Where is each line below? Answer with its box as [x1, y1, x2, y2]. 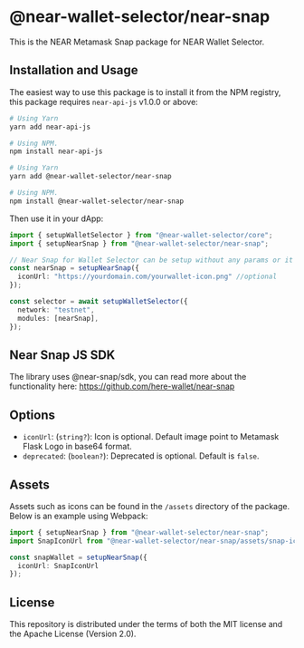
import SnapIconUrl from [9, 537, 103, 546]
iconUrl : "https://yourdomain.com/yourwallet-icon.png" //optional [17, 272, 278, 282]
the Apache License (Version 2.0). [9, 628, 137, 640]
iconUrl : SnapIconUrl [17, 561, 100, 570]
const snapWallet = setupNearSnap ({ [9, 553, 147, 562]
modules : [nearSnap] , [17, 314, 100, 323]
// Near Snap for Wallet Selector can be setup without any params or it [9, 256, 294, 265]
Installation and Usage [9, 63, 138, 78]
